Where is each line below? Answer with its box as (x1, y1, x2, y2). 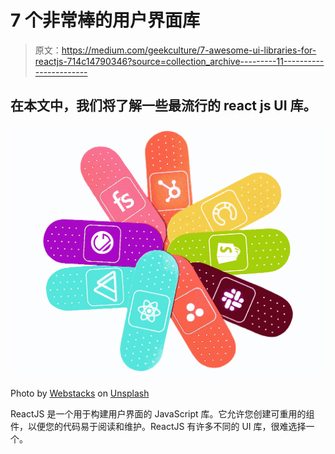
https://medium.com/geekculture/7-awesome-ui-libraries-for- (61, 44, 317, 56)
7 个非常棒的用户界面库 (10, 9, 200, 32)
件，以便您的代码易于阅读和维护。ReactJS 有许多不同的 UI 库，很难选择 (10, 420, 307, 432)
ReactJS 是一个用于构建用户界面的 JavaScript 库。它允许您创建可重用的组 (10, 407, 315, 420)
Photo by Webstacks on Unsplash (10, 387, 150, 399)
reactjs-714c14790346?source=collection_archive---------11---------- (34, 55, 325, 67)
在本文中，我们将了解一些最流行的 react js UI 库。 (10, 97, 317, 115)
